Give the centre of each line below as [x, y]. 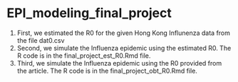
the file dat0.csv [41, 40]
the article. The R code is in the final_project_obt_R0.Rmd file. [107, 71]
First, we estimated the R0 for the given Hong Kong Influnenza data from [124, 33]
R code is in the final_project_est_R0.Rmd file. [84, 56]
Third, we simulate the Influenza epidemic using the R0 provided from [119, 63]
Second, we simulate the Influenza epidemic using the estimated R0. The [124, 48]
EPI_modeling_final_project [89, 13]
